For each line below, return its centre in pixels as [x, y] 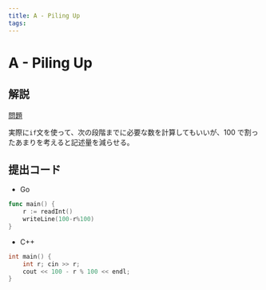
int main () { [30, 256]
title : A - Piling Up [44, 16]
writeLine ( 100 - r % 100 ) [58, 220]
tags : [17, 23]
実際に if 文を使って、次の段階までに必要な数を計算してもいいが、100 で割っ [133, 132]
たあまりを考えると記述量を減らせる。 [71, 142]
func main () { [32, 204]
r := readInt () [48, 212]
